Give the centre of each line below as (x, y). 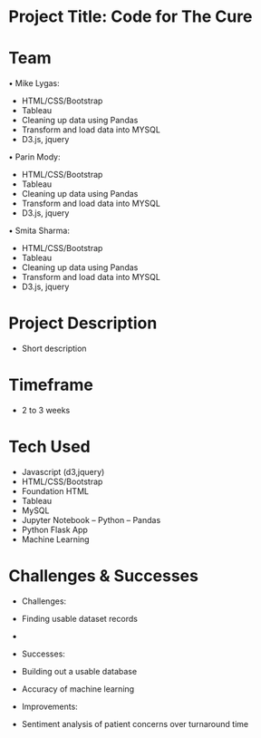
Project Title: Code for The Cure (130, 17)
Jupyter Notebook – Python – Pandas (91, 520)
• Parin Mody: (34, 157)
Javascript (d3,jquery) (63, 471)
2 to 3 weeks (46, 410)
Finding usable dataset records (79, 618)
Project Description (83, 323)
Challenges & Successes (103, 576)
